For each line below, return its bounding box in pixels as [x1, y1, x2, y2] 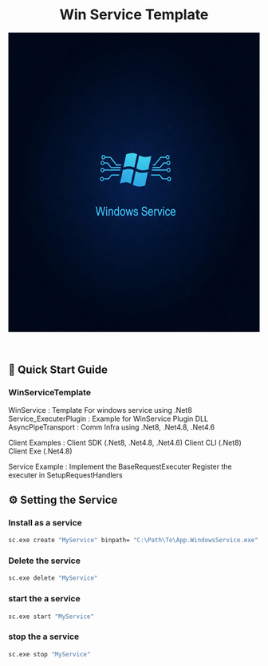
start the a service [8, 593, 81, 605]
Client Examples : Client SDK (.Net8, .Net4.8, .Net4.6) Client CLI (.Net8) [8, 438, 242, 447]
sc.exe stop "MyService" [8, 650, 91, 658]
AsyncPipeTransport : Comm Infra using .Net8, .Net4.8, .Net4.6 [8, 422, 215, 432]
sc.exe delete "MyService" [8, 574, 98, 582]
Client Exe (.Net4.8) [8, 446, 73, 456]
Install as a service [8, 517, 82, 528]
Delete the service [8, 555, 81, 566]
